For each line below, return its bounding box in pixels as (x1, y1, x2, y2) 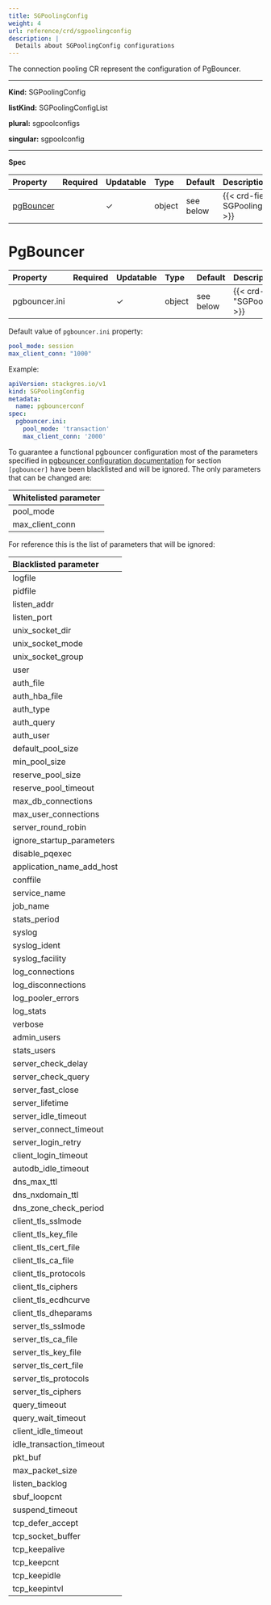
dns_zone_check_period (12, 1202, 105, 1213)
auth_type (12, 704, 51, 715)
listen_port (12, 611, 52, 623)
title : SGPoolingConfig (8, 11, 89, 20)
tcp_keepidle (12, 1569, 61, 1581)
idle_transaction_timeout (12, 1439, 105, 1450)
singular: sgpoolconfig (8, 134, 85, 144)
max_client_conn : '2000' (23, 432, 106, 440)
